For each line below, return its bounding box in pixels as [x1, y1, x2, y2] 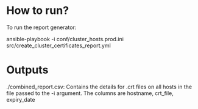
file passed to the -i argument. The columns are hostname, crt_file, [6, 89, 174, 97]
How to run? [6, 4, 69, 18]
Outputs [6, 63, 49, 77]
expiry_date [6, 96, 35, 103]
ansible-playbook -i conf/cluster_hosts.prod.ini [6, 35, 124, 42]
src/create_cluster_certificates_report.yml [6, 42, 111, 49]
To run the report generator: [6, 24, 77, 31]
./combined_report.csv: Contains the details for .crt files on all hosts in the [6, 83, 193, 90]
